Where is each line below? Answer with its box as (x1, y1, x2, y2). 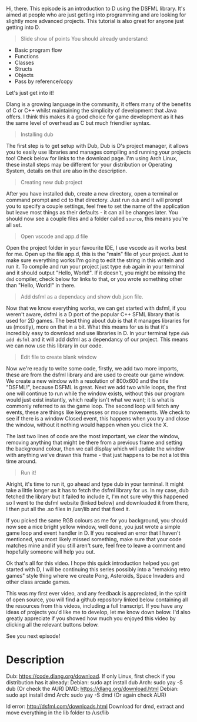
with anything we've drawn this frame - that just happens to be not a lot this (6, 452, 189, 458)
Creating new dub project (20, 179, 83, 186)
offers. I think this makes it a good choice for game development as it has (6, 113, 184, 120)
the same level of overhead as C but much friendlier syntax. (6, 120, 151, 126)
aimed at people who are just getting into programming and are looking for (6, 11, 186, 18)
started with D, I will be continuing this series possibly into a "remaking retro (6, 566, 191, 573)
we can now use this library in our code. (6, 342, 103, 349)
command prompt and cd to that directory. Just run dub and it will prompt (6, 197, 183, 203)
